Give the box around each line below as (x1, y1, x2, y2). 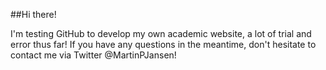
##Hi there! (10, 9, 57, 20)
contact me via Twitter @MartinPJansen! (10, 49, 177, 61)
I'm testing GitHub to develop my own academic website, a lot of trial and (10, 28, 312, 39)
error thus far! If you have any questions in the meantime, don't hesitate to (10, 39, 317, 50)
